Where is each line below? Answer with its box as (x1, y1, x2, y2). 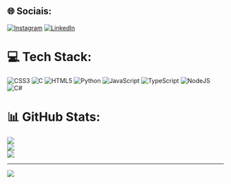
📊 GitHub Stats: (7, 109, 101, 124)
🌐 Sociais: (7, 5, 52, 17)
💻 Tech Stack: (7, 49, 92, 65)
